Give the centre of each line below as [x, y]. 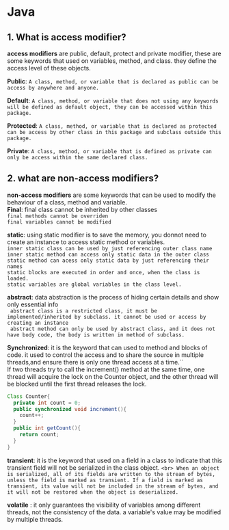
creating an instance [38, 323]
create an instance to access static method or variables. [86, 242]
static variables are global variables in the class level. [95, 284]
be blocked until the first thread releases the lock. [77, 384]
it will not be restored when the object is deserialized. [93, 492]
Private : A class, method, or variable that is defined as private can [109, 151]
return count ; [39, 435]
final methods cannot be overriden [58, 216]
